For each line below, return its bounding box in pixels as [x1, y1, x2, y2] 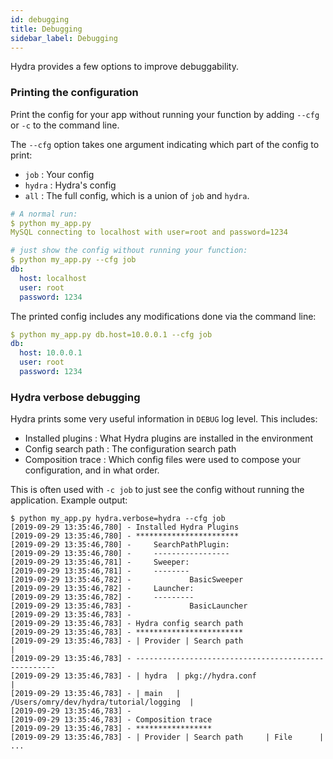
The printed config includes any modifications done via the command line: [10, 310, 317, 322]
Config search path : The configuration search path [24, 443, 237, 455]
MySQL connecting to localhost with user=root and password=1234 [10, 227, 288, 238]
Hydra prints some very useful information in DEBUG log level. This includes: [10, 413, 318, 425]
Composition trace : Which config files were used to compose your [24, 454, 301, 466]
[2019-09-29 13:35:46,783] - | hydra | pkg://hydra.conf [10, 671, 257, 681]
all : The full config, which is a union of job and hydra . [24, 189, 250, 201]
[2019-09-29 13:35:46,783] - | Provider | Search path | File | [10, 732, 325, 743]
